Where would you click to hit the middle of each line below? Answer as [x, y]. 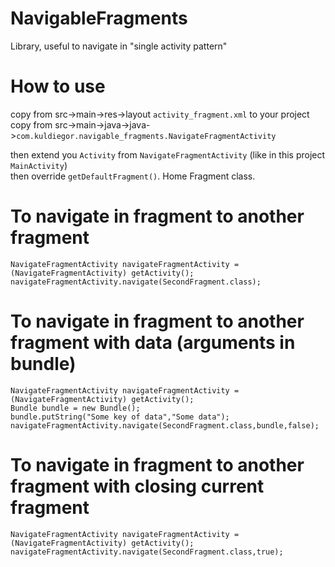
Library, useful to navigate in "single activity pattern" [119, 46]
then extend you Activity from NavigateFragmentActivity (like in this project [168, 154]
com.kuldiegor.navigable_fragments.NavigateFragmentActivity [146, 136]
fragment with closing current [137, 486]
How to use [58, 86]
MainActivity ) [39, 165]
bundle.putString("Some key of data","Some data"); [120, 417]
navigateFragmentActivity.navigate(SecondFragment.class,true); [147, 552]
